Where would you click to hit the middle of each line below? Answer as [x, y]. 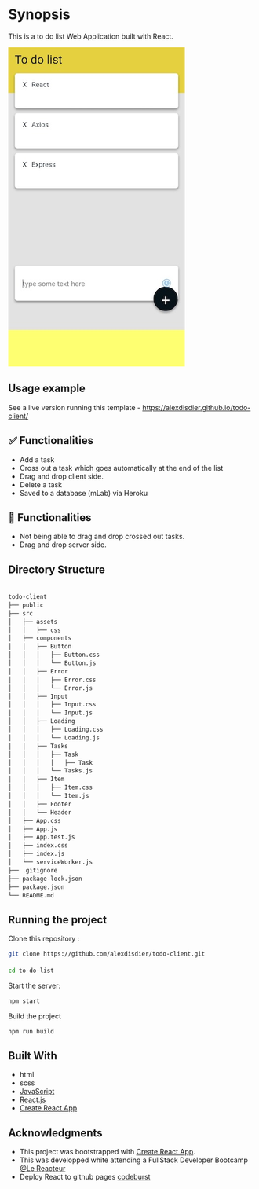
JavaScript [37, 1092]
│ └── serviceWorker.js [50, 862]
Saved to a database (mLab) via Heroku [83, 493]
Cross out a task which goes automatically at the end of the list [121, 468]
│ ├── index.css [38, 846]
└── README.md [31, 895]
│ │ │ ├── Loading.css [56, 730]
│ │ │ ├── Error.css [52, 680]
